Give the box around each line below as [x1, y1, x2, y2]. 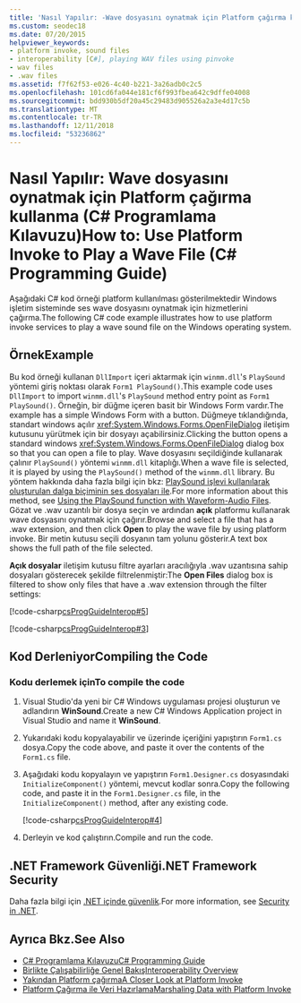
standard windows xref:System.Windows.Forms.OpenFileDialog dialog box [9, 438, 285, 449]
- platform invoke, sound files [9, 47, 130, 56]
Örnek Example [9, 347, 94, 363]
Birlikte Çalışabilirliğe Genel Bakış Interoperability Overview [21, 964, 239, 975]
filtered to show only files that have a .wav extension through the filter [9, 579, 267, 589]
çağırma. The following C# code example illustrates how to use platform [9, 312, 272, 322]
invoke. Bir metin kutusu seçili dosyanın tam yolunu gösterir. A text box [9, 533, 268, 544]
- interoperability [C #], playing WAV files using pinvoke [9, 55, 235, 64]
